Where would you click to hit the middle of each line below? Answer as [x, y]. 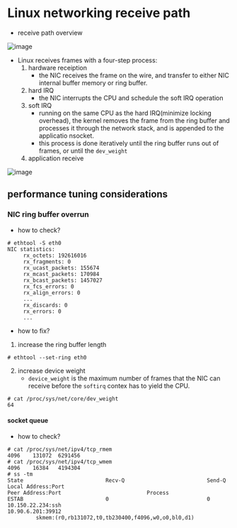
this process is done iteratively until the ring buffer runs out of [129, 143]
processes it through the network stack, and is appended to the [131, 128]
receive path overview [50, 33]
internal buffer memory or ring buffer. [93, 82]
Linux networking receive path [99, 13]
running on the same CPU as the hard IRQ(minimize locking [125, 113]
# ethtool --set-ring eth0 [47, 357]
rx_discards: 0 [46, 305]
